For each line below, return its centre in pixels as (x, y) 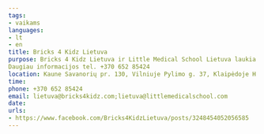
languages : (26, 30)
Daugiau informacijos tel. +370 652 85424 (79, 67)
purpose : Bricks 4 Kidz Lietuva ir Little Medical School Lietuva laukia (132, 60)
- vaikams (25, 23)
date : (17, 103)
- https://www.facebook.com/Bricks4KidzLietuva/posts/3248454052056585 (128, 118)
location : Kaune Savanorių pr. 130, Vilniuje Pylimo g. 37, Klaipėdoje (128, 74)
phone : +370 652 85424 (45, 89)
